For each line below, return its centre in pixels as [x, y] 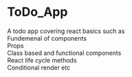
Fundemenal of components [47, 38]
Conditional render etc [39, 67]
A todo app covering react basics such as [66, 31]
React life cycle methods [42, 60]
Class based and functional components [64, 53]
